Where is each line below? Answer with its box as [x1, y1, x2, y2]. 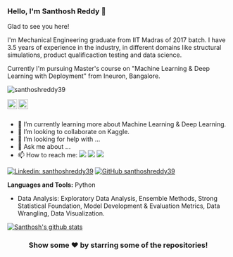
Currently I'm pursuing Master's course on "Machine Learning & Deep [7, 65, 210, 73]
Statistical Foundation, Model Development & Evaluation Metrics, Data [17, 202, 220, 210]
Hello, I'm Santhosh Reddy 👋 [7, 6, 107, 16]
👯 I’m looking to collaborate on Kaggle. [17, 128, 130, 136]
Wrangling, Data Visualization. [17, 209, 105, 218]
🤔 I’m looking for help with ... [17, 135, 101, 143]
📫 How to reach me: [17, 151, 78, 159]
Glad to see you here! [7, 22, 70, 31]
